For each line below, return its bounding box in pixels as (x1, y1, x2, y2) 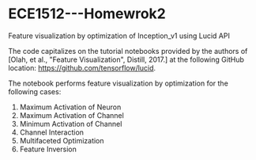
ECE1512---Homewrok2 (8, 5, 166, 23)
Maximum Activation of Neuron (19, 102, 122, 112)
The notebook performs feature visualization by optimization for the (8, 78, 229, 88)
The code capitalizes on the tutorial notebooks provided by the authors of (8, 46, 248, 55)
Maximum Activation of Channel (19, 110, 124, 120)
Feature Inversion (19, 144, 77, 154)
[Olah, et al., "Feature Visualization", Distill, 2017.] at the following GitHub (8, 55, 245, 64)
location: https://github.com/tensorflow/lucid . (8, 63, 156, 72)
